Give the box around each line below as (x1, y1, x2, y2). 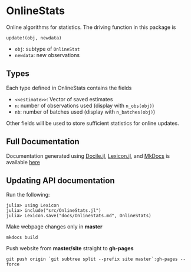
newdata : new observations (14, 51, 80, 58)
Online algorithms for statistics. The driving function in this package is (6, 24, 176, 31)
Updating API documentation (6, 175, 115, 185)
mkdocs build (6, 234, 38, 241)
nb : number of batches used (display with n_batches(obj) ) (14, 108, 156, 115)
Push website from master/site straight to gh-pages (6, 245, 134, 252)
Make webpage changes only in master (6, 223, 103, 230)
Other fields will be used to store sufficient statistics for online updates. (6, 120, 179, 127)
